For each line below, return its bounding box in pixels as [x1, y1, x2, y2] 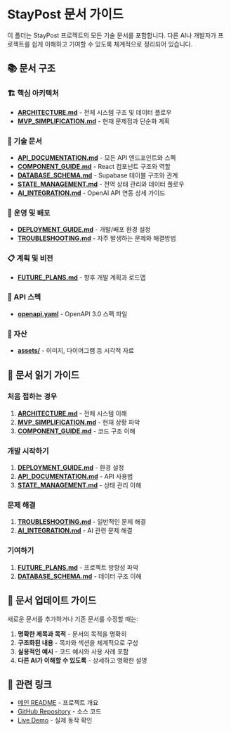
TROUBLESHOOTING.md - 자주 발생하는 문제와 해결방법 [17, 234, 177, 243]
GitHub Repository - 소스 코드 [17, 707, 102, 716]
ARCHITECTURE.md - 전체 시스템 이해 [17, 409, 128, 418]
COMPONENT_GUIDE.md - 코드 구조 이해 [17, 427, 136, 435]
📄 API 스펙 [7, 292, 41, 302]
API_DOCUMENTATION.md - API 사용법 [17, 473, 133, 481]
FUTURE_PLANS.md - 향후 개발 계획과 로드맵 [17, 273, 146, 282]
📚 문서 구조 [7, 63, 56, 75]
